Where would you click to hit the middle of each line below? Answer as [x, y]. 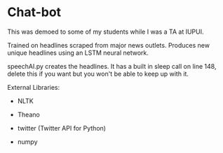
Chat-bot [34, 12]
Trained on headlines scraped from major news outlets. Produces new [109, 45]
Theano [28, 114]
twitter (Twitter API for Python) [62, 128]
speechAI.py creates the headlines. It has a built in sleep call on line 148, [112, 66]
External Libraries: [34, 87]
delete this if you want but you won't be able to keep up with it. [98, 74]
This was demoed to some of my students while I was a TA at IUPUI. [106, 32]
